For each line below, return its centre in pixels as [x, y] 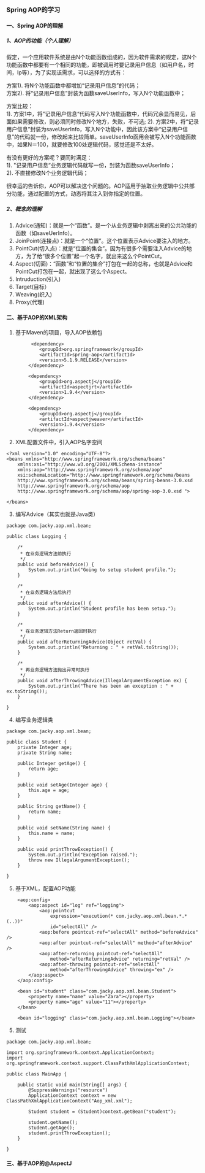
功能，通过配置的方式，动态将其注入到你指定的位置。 [78, 194]
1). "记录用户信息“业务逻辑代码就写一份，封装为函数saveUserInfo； [91, 165]
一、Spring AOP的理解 [35, 25]
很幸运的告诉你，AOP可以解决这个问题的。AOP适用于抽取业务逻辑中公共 [98, 186]
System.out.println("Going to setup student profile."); [102, 570]
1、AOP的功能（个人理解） [40, 40]
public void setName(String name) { [64, 828]
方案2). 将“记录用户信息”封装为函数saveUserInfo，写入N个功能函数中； [96, 93]
